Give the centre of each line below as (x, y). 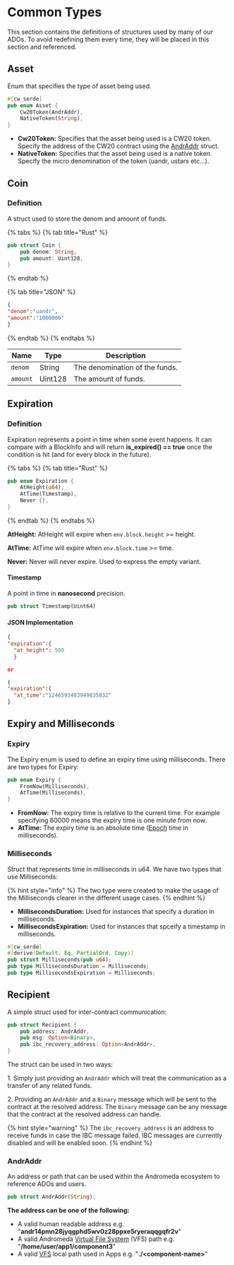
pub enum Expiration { (41, 481)
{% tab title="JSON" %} (42, 292)
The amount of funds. (110, 379)
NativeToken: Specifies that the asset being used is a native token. (115, 154)
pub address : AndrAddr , (55, 1031)
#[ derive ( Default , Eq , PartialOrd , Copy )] (70, 953)
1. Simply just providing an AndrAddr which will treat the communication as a (117, 1078)
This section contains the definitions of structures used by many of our (110, 32)
